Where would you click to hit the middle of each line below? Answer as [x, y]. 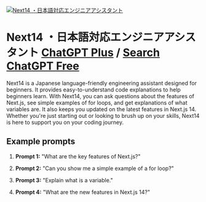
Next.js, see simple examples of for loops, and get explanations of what [97, 103]
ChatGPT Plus [77, 53]
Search [141, 53]
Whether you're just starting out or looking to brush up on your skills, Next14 [103, 115]
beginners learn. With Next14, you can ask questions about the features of [101, 96]
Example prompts [41, 142]
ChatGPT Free [43, 66]
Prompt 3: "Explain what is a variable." [64, 180]
